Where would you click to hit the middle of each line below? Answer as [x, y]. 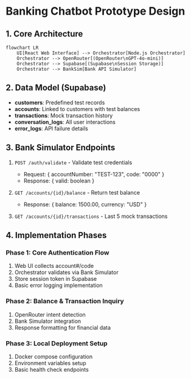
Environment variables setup [50, 363]
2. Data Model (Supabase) [56, 88]
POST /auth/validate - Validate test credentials [73, 162]
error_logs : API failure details [51, 128]
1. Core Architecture [44, 34]
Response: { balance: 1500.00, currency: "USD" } [85, 204]
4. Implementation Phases [56, 235]
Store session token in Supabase [56, 279]
